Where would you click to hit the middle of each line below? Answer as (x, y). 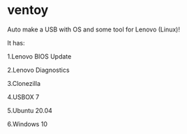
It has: (16, 43)
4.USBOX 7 (23, 97)
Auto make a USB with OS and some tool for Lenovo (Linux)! (93, 29)
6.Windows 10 (27, 124)
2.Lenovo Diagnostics (38, 70)
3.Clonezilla (24, 83)
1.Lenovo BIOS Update (39, 56)
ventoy (28, 10)
